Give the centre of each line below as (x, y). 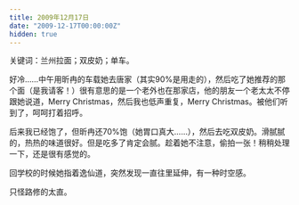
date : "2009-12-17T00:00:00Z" (65, 26)
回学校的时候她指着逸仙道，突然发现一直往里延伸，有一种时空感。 (130, 173)
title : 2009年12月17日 (49, 17)
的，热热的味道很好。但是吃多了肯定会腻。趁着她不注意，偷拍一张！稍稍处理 (149, 143)
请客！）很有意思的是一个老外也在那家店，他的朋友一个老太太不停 (169, 91)
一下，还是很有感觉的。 (52, 154)
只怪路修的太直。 (40, 192)
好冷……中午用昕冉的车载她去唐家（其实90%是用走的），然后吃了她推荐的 (144, 79)
